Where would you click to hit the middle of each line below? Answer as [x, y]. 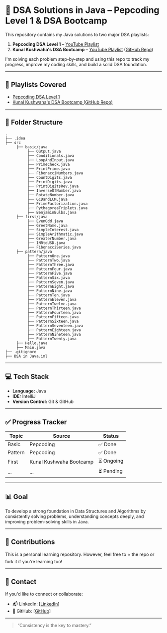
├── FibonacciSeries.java [54, 247]
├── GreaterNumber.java [52, 239]
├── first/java [32, 217]
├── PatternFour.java [49, 269]
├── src [13, 142]
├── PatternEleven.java [52, 299]
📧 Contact [21, 582]
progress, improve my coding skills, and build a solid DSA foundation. [76, 64]
